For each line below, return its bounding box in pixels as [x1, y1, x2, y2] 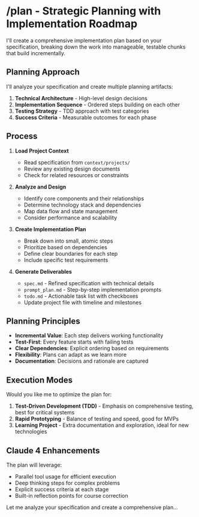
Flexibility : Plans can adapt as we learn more [14, 351, 127, 358]
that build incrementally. [6, 49, 66, 56]
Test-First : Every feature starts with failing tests [14, 338, 134, 346]
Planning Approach [6, 67, 80, 77]
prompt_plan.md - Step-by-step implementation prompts [23, 286, 162, 293]
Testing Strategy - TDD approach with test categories [14, 107, 149, 115]
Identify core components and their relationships [23, 195, 144, 202]
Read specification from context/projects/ [23, 159, 131, 166]
